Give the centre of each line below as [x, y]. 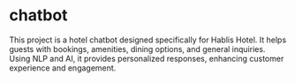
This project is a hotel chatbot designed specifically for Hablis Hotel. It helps [148, 40]
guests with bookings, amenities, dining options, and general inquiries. [137, 48]
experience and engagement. [63, 68]
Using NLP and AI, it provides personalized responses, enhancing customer [147, 58]
